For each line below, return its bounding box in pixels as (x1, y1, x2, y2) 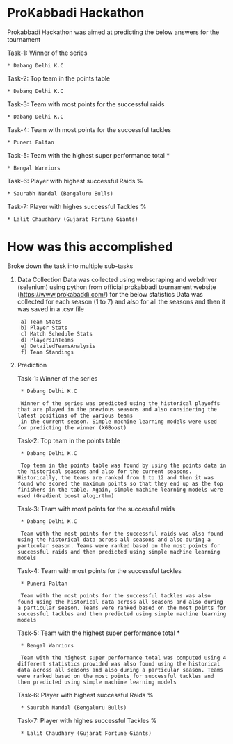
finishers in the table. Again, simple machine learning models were (17, 486, 224, 493)
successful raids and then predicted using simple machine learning (17, 548, 220, 555)
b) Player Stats (20, 324, 68, 331)
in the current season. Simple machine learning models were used (20, 418, 217, 425)
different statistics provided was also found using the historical (17, 660, 220, 668)
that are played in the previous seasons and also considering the (17, 406, 217, 413)
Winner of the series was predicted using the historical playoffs (20, 399, 220, 407)
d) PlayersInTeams (20, 336, 74, 343)
